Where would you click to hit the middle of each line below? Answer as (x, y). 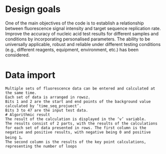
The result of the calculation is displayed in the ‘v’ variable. (76, 119)
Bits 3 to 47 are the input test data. (47, 110)
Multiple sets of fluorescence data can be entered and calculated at (80, 88)
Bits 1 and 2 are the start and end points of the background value (78, 101)
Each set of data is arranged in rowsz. (48, 97)
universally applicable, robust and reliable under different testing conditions (83, 44)
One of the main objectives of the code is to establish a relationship (74, 23)
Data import (30, 75)
